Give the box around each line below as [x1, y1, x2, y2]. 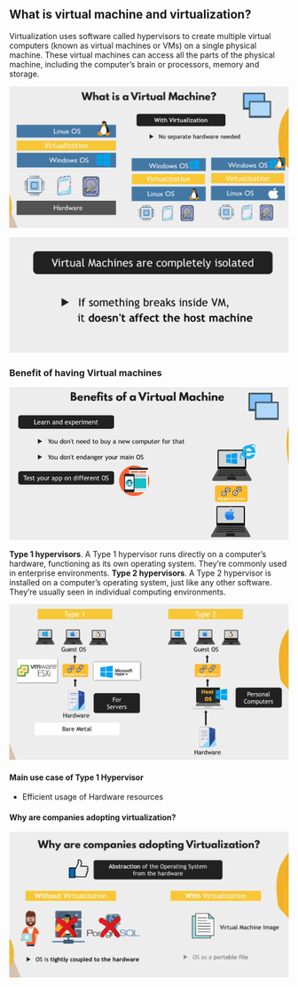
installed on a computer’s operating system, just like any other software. [9, 577, 272, 587]
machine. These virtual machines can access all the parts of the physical [9, 49, 275, 60]
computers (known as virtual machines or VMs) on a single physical [9, 40, 257, 51]
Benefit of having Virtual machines [9, 367, 162, 379]
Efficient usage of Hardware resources [21, 792, 164, 802]
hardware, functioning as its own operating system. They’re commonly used [9, 558, 287, 569]
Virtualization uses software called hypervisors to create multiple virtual [9, 30, 271, 41]
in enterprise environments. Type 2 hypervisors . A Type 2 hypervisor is [9, 568, 272, 578]
